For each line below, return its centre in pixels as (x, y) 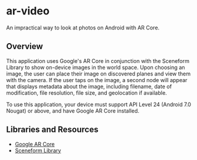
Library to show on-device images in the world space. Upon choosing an (96, 67)
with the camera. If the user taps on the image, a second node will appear (97, 80)
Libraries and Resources (52, 130)
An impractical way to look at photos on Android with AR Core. (83, 28)
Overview (25, 46)
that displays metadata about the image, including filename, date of (89, 86)
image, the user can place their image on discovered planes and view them (98, 74)
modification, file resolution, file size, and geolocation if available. (87, 93)
